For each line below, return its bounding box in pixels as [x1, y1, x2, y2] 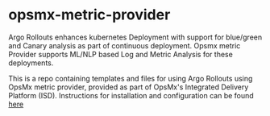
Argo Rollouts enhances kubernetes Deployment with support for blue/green [8, 32, 263, 42]
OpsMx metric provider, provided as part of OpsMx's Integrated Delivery [8, 82, 249, 92]
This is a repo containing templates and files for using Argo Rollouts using [8, 73, 253, 83]
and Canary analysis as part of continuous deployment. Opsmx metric [8, 40, 241, 50]
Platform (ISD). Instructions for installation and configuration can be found [8, 90, 254, 100]
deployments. [8, 58, 54, 68]
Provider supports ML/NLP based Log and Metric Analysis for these [8, 49, 234, 59]
